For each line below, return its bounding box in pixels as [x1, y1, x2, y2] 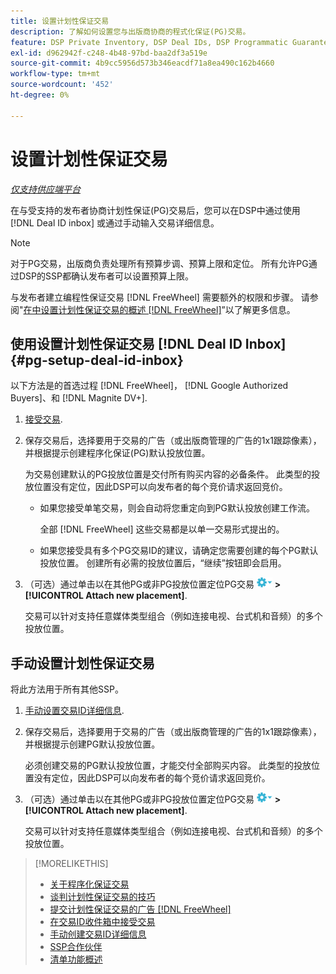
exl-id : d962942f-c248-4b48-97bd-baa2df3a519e [10, 48, 208, 58]
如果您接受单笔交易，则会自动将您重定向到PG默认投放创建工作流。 [39, 502, 315, 514]
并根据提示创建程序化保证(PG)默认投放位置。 [24, 447, 211, 459]
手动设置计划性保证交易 [10, 655, 155, 672]
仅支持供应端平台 [10, 183, 81, 195]
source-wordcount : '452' [10, 80, 114, 90]
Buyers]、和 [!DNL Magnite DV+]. [10, 392, 148, 404]
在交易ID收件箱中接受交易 [49, 916, 156, 928]
